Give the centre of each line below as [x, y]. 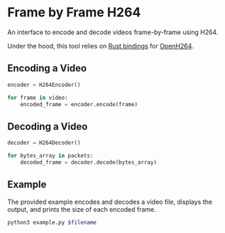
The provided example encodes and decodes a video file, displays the [110, 202]
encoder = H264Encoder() [44, 85]
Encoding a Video [47, 68]
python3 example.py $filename [52, 222]
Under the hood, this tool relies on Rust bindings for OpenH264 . [100, 46]
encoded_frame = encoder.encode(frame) [79, 104]
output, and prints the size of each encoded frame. [82, 209]
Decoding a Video [48, 126]
